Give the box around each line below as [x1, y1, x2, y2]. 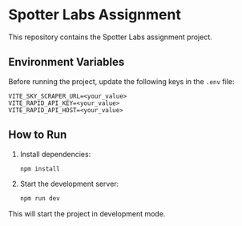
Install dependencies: [19, 149, 91, 159]
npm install [19, 164, 60, 173]
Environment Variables [8, 55, 125, 69]
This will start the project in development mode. [8, 209, 166, 219]
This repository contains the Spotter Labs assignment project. [8, 32, 212, 42]
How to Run [8, 128, 67, 142]
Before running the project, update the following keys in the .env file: [8, 76, 235, 86]
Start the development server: [19, 179, 119, 189]
